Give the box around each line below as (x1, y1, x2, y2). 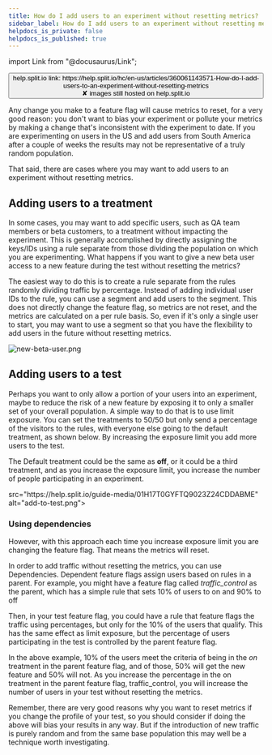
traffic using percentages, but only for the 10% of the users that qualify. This (8, 620, 263, 629)
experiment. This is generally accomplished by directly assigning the (8, 235, 237, 245)
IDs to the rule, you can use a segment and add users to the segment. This (8, 294, 257, 304)
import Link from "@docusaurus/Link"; (8, 57, 138, 66)
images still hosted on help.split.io (89, 89, 190, 98)
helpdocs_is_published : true (8, 34, 107, 43)
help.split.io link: (12, 74, 61, 83)
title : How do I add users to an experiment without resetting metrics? (8, 11, 259, 20)
